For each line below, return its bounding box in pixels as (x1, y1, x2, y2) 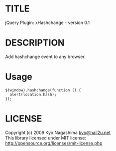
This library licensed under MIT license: (5, 134, 86, 140)
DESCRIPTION (5, 37, 65, 48)
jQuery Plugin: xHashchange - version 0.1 (5, 19, 90, 25)
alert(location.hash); (9, 92, 57, 97)
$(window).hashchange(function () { (5, 87, 81, 92)
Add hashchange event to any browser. (5, 53, 86, 59)
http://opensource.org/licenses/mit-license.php (5, 140, 103, 146)
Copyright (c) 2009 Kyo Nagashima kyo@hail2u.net (5, 129, 111, 135)
